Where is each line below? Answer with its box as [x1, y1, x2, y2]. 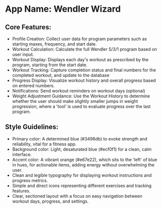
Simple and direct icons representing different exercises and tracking [12, 183, 152, 188]
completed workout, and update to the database [12, 72, 110, 78]
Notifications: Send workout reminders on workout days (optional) [12, 88, 145, 93]
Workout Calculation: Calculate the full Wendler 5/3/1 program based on [12, 46, 158, 52]
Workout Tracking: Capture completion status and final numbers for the [12, 67, 156, 73]
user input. [12, 51, 34, 57]
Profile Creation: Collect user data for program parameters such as [12, 36, 147, 42]
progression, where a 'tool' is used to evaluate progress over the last [12, 104, 151, 109]
